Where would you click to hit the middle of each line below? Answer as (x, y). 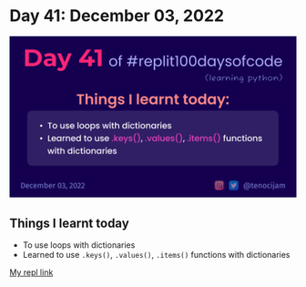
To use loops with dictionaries (79, 245)
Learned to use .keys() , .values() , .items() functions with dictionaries (156, 255)
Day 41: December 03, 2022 (117, 16)
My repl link (31, 272)
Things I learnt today (69, 223)
